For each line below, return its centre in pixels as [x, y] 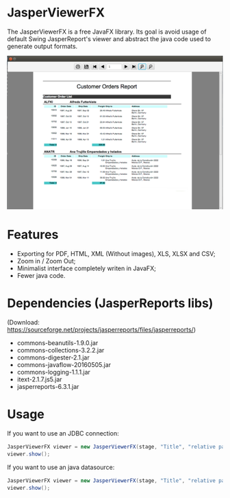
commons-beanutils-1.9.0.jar [57, 343]
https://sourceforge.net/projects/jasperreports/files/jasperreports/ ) [102, 330]
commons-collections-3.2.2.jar [61, 351]
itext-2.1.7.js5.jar [40, 379]
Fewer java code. [41, 276]
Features [33, 235]
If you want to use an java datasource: [61, 467]
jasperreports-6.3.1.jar [48, 387]
